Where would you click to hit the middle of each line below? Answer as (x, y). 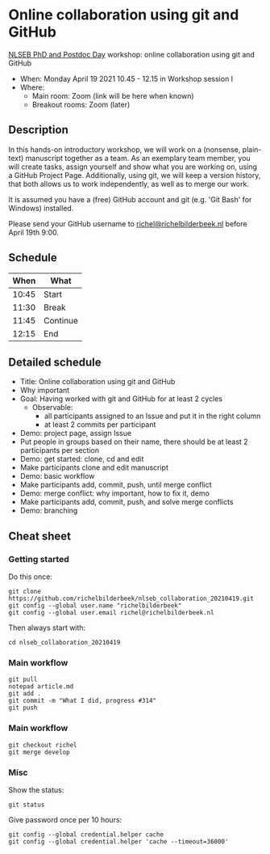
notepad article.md (41, 687)
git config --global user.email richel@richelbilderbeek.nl (112, 613)
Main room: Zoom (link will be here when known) (113, 95)
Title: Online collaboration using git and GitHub (98, 382)
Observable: (52, 408)
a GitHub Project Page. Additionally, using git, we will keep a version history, (135, 175)
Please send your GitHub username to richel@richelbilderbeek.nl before (128, 223)
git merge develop (39, 752)
